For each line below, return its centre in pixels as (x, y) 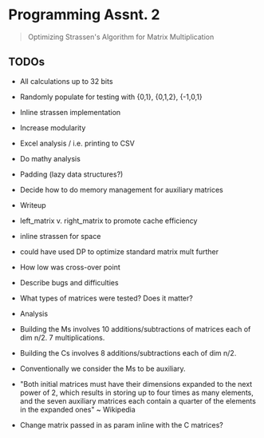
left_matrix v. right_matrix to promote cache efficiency (108, 221)
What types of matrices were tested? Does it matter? (106, 298)
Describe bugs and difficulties (69, 282)
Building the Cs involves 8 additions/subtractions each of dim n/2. (128, 352)
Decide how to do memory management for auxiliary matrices (121, 189)
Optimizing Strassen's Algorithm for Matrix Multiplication (121, 37)
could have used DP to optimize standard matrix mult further (119, 251)
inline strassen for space (60, 236)
